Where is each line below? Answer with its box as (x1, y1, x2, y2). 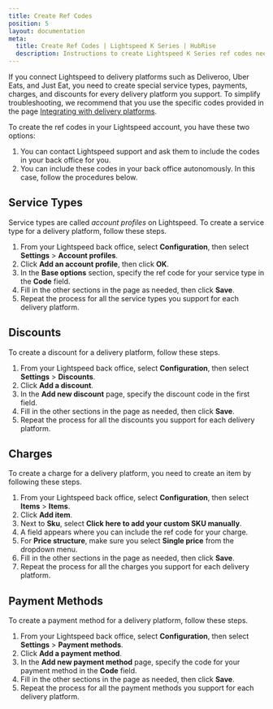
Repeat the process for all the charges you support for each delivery (19, 562, 249, 572)
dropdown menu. (19, 545, 78, 555)
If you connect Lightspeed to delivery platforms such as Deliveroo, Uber (8, 72, 249, 81)
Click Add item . (19, 510, 73, 520)
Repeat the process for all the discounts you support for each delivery (19, 415, 255, 425)
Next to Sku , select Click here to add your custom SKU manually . (19, 519, 242, 529)
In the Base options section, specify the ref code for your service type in (19, 267, 265, 277)
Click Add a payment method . (19, 649, 122, 659)
